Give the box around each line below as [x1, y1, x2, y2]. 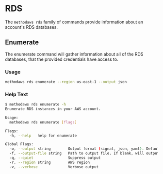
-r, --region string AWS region [9, 160, 90, 165]
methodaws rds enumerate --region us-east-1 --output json [5, 80, 127, 85]
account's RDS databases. [5, 24, 58, 30]
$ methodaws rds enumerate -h [5, 102, 66, 107]
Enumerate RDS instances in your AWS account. [5, 106, 101, 112]
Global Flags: [5, 142, 34, 147]
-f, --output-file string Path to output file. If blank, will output [9, 151, 160, 156]
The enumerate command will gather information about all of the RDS [5, 51, 144, 57]
